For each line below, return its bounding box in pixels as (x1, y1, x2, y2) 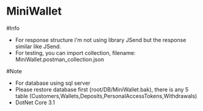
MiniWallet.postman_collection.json (15, 56, 105, 63)
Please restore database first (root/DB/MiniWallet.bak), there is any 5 (15, 85, 189, 93)
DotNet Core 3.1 (15, 99, 55, 106)
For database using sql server (15, 79, 90, 87)
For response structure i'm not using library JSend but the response (15, 36, 186, 43)
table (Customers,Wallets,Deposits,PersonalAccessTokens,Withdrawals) (15, 92, 197, 99)
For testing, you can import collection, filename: (15, 49, 136, 56)
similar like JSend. (15, 43, 61, 50)
